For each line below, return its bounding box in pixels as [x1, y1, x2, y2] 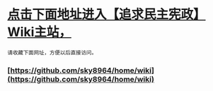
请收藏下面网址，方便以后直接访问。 [7, 49, 98, 56]
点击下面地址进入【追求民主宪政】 [7, 6, 207, 23]
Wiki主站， [7, 24, 72, 40]
